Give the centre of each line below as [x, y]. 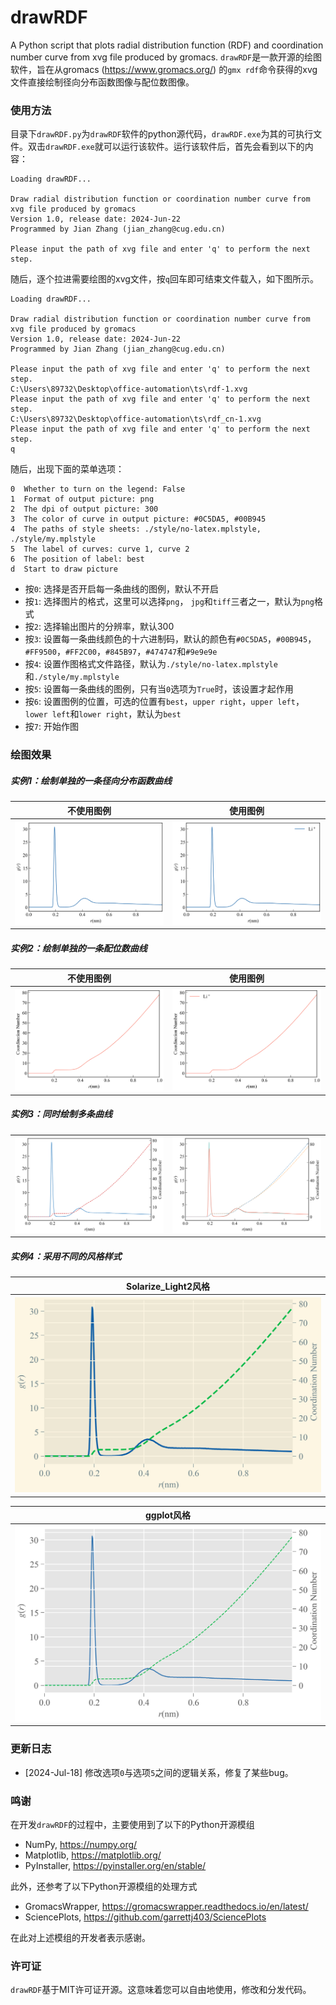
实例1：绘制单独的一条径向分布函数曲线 [91, 780]
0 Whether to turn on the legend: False [98, 489]
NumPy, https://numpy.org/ [81, 1844]
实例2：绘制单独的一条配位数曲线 [79, 948]
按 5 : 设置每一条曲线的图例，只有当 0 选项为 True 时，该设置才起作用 [159, 689]
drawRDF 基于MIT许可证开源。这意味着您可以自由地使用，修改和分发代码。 [161, 1990]
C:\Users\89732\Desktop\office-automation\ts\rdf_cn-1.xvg [136, 419]
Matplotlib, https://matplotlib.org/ [93, 1855]
